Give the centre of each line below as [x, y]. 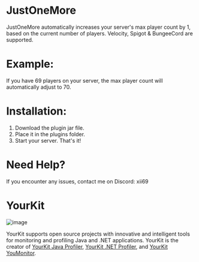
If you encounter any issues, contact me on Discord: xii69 [77, 181]
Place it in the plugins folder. [50, 134]
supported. [20, 40]
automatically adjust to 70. [39, 87]
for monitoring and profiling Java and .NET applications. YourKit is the [92, 240]
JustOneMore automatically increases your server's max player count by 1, [98, 27]
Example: [30, 64]
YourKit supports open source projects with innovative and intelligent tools [98, 234]
